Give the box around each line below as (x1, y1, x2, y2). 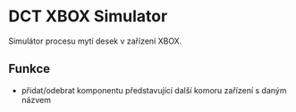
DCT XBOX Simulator (8, 6, 168, 27)
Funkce (8, 61, 51, 76)
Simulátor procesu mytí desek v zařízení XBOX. (8, 36, 182, 46)
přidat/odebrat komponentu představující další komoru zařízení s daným (21, 84, 287, 95)
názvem (21, 94, 51, 105)
